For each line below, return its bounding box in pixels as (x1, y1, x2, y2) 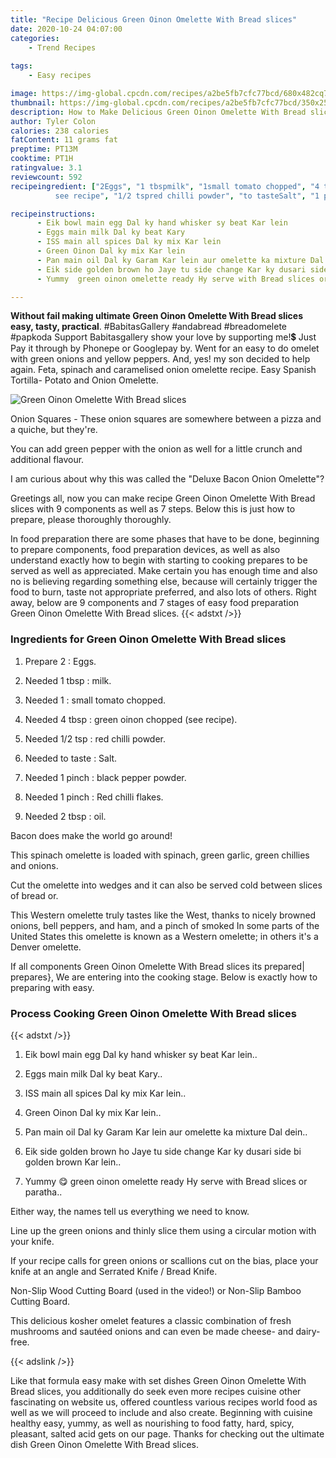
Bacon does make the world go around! (10, 829, 173, 841)
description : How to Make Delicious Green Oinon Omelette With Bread (10, 107, 307, 117)
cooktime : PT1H (10, 154, 74, 164)
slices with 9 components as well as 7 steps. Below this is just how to (10, 503, 296, 515)
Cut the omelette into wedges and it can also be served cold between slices (10, 879, 323, 891)
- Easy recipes (28, 71, 92, 81)
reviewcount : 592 (10, 172, 83, 182)
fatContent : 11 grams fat (10, 135, 118, 145)
